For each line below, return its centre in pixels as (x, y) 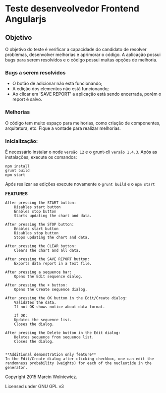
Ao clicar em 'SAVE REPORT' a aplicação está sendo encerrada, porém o (87, 94)
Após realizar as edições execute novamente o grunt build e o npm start (80, 184)
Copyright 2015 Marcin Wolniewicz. (41, 377)
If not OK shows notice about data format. (60, 307)
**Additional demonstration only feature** (51, 354)
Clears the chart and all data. (47, 250)
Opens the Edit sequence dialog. (49, 276)
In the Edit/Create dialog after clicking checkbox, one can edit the (80, 359)
